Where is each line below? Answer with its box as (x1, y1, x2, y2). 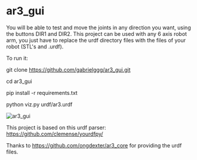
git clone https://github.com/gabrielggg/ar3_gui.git (6, 66, 131, 73)
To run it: (6, 54, 29, 61)
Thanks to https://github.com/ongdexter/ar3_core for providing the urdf (6, 141, 182, 149)
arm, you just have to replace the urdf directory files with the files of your (6, 36, 186, 44)
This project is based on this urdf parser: (6, 124, 106, 131)
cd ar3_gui (6, 78, 32, 85)
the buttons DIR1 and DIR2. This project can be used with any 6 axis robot (6, 30, 187, 37)
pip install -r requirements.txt (6, 89, 78, 96)
